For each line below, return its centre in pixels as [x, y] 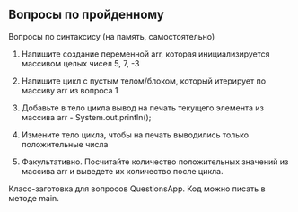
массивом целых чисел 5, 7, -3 [80, 63]
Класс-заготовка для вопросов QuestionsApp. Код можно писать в [137, 189]
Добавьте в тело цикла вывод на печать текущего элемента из [142, 108]
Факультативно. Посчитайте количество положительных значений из [155, 162]
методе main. [34, 198]
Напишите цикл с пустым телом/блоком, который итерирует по [144, 81]
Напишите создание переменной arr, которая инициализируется [145, 54]
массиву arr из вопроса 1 [70, 90]
